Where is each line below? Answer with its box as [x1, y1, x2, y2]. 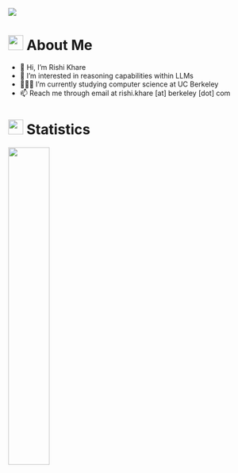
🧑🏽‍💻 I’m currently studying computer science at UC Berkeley [19, 79, 219, 89]
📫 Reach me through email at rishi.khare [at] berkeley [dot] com [19, 88, 231, 98]
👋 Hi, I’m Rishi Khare [19, 62, 86, 71]
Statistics [26, 121, 91, 139]
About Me [26, 37, 93, 55]
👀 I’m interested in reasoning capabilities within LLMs [19, 71, 194, 80]
